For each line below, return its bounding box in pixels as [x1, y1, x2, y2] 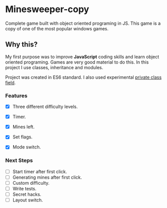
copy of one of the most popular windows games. [5, 25, 109, 31]
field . [5, 79, 16, 85]
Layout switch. [12, 197, 43, 203]
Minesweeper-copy [5, 4, 89, 15]
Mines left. [12, 124, 35, 130]
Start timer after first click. [12, 168, 67, 175]
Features [5, 92, 28, 99]
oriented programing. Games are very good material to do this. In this [5, 59, 149, 65]
